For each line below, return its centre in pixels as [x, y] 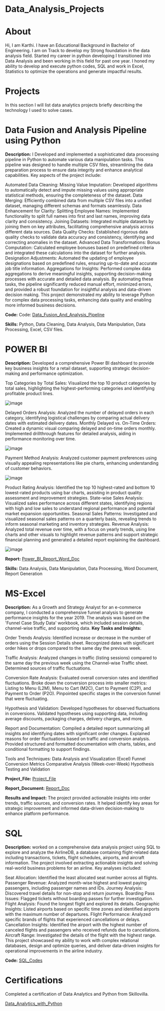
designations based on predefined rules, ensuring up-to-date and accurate [81, 263]
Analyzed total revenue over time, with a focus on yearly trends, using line [80, 529]
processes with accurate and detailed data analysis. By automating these [79, 279]
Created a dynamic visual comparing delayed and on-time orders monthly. [81, 428]
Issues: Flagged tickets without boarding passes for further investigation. [79, 898]
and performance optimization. [52, 373]
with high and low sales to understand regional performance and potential [80, 508]
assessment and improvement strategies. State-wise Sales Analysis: [74, 498]
